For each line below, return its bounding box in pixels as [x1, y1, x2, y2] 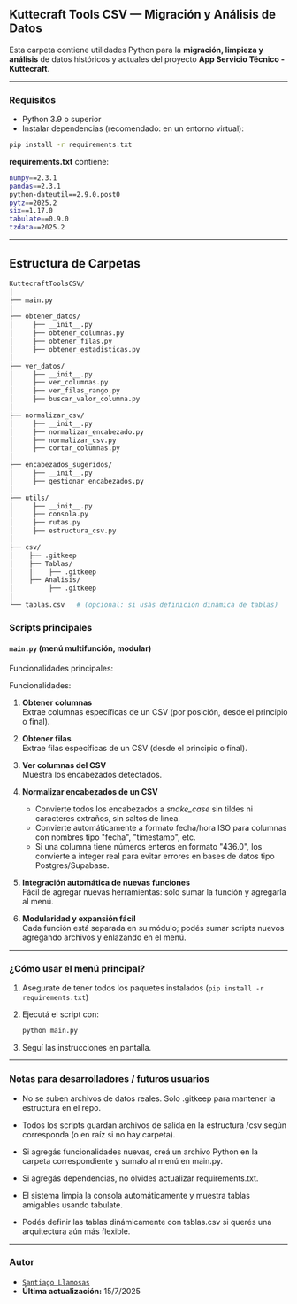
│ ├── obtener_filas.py [9, 337, 113, 346]
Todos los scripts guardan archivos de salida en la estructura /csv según [21, 1120, 287, 1130]
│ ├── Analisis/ [9, 576, 81, 585]
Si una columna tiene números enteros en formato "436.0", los [34, 842, 263, 852]
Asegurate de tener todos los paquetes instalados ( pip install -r [21, 982, 264, 993]
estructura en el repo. [21, 1102, 102, 1113]
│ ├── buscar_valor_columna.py [9, 394, 141, 404]
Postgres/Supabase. [34, 860, 110, 871]
